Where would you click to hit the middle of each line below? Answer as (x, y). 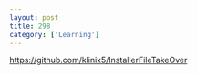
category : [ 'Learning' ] (55, 34)
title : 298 (30, 26)
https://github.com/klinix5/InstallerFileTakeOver (98, 60)
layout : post (34, 18)
